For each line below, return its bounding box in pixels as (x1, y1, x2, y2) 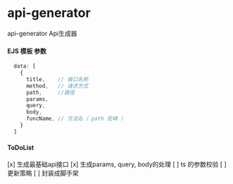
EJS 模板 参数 (7, 47, 47, 55)
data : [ (13, 63, 37, 70)
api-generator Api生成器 (7, 29, 77, 37)
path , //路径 (25, 89, 75, 96)
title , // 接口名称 (25, 75, 89, 82)
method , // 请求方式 (25, 82, 89, 90)
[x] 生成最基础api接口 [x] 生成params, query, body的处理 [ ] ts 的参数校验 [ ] (7, 160, 227, 168)
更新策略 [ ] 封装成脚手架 (7, 168, 80, 177)
